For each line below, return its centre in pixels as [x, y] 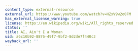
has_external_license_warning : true [43, 18]
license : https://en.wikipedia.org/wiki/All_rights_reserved [69, 23]
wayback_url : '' [22, 41]
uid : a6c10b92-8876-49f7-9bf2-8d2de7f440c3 [51, 37]
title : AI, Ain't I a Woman [34, 32]
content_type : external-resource [39, 9]
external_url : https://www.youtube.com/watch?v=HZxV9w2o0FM [68, 14]
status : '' [16, 28]
